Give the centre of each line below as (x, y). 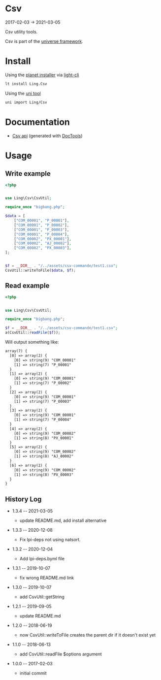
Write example (28, 174)
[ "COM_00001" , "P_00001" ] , (42, 221)
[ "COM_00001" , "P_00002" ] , (42, 225)
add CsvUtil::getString (42, 597)
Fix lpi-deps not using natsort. (50, 540)
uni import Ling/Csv (26, 102)
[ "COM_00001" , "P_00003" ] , (42, 229)
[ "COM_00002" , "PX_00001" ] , (43, 239)
